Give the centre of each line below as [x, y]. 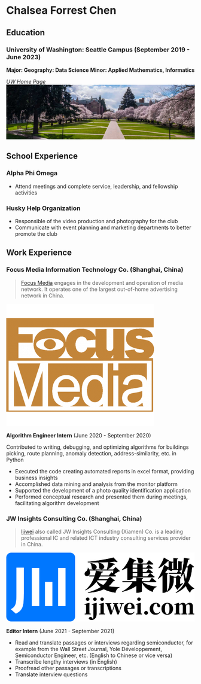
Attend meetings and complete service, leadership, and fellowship [96, 186]
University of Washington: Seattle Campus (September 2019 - [98, 50]
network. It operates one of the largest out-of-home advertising [99, 289]
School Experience [42, 156]
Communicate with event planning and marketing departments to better [103, 227]
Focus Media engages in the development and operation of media [102, 282]
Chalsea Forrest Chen [61, 10]
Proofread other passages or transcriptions [68, 668]
